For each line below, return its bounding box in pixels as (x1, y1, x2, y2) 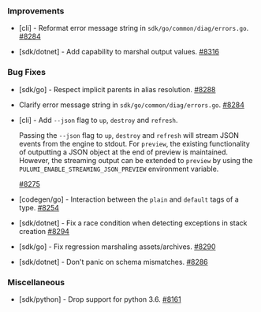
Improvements (7, 6, 65, 17)
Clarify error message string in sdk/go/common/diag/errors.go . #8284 (18, 100, 245, 110)
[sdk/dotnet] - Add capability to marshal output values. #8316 (18, 47, 220, 57)
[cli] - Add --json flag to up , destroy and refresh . (18, 115, 178, 124)
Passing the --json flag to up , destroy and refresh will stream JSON (18, 130, 240, 139)
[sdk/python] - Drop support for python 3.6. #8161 (18, 294, 182, 304)
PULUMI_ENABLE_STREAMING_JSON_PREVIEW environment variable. (18, 164, 219, 173)
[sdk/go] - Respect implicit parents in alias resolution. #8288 (18, 84, 216, 94)
